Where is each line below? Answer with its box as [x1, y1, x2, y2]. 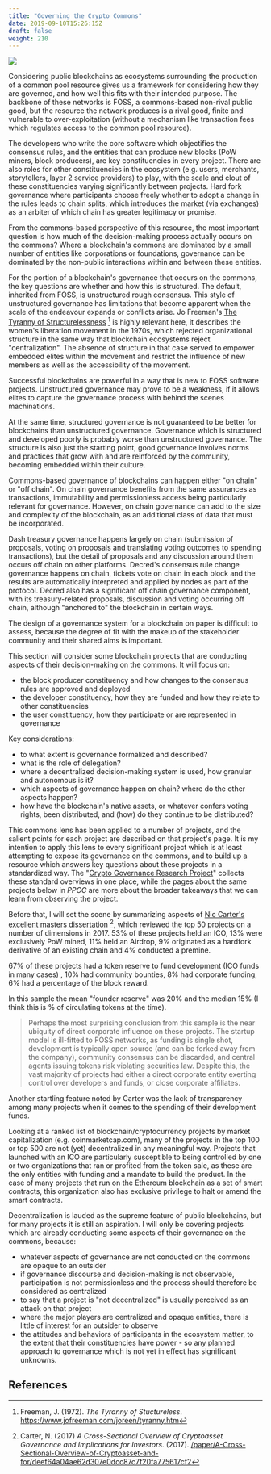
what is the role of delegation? [19, 758, 121, 768]
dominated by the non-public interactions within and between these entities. [8, 258, 262, 267]
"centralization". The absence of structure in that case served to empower [8, 342, 255, 352]
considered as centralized [19, 1286, 107, 1296]
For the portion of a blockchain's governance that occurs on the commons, [8, 273, 258, 283]
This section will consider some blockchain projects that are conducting [8, 651, 248, 660]
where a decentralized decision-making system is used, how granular [19, 766, 252, 776]
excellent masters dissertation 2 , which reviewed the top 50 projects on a [8, 918, 252, 929]
